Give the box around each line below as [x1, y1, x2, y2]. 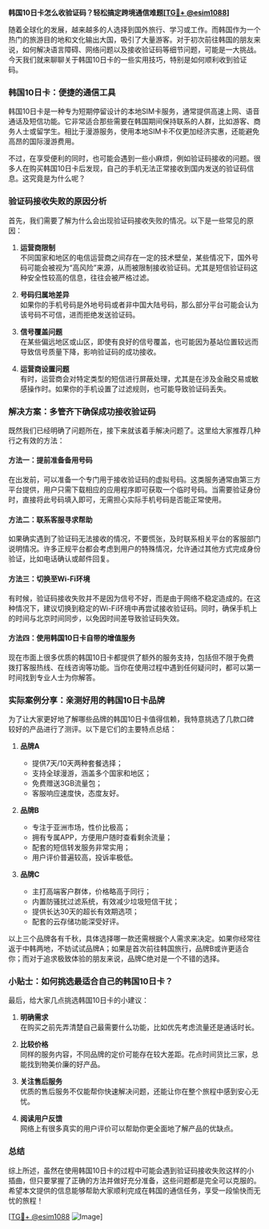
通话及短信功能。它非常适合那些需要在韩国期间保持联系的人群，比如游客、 [8, 116, 254, 127]
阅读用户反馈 [19, 1114, 62, 1123]
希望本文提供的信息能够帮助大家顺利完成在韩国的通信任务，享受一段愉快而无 [8, 1186, 261, 1195]
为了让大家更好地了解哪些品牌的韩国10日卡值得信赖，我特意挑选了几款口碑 [8, 714, 255, 724]
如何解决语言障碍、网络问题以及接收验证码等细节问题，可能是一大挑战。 [22, 45, 261, 55]
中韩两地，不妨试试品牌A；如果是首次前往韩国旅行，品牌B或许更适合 [22, 944, 250, 953]
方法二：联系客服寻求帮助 [8, 515, 93, 524]
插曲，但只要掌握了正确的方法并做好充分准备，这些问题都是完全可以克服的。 [8, 1175, 261, 1185]
